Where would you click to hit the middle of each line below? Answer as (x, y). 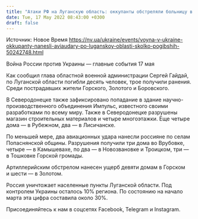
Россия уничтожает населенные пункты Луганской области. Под (89, 185)
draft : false (22, 23)
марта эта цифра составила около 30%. (57, 198)
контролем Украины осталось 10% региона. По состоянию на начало (95, 192)
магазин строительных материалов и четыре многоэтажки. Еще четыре (98, 119)
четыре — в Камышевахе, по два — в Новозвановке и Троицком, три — (98, 149)
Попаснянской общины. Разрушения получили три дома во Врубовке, (95, 143)
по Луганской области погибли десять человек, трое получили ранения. (99, 82)
